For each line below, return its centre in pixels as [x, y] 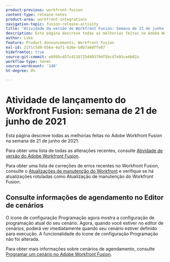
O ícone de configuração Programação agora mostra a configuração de [80, 218]
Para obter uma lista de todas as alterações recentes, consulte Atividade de [84, 150]
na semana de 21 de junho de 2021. [43, 141]
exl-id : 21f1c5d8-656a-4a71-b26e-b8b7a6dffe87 [55, 47]
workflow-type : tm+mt [29, 61]
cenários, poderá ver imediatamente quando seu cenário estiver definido [81, 228]
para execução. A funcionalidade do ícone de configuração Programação [82, 234]
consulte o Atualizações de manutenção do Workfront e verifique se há [80, 171]
